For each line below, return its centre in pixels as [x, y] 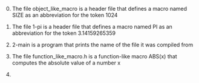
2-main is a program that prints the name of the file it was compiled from [103, 45]
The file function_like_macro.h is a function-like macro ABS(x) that [94, 56]
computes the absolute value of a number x [66, 63]
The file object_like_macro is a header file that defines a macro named [99, 9]
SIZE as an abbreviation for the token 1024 [65, 15]
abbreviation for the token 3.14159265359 [64, 33]
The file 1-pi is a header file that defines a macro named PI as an [92, 27]
